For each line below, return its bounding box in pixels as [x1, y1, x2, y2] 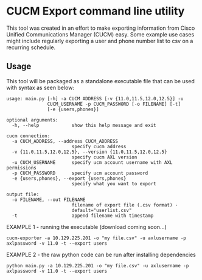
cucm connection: [6, 132, 50, 139]
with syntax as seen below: [6, 84, 75, 91]
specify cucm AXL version [71, 154, 138, 160]
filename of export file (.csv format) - [71, 202, 178, 208]
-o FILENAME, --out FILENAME [12, 196, 86, 203]
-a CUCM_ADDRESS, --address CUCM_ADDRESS [12, 138, 119, 144]
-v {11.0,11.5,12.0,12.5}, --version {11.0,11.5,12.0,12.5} [12, 149, 167, 155]
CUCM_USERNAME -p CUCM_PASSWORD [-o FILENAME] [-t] [47, 101, 181, 107]
